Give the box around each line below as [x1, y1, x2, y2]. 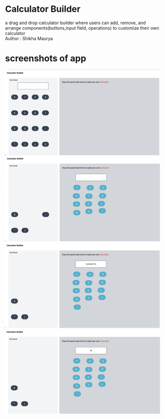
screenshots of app [5, 53, 86, 64]
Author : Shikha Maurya [5, 36, 53, 41]
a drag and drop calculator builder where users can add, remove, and [5, 20, 146, 26]
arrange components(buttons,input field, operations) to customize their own [5, 25, 159, 31]
